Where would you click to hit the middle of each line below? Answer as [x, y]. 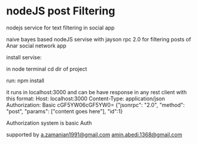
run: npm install [25, 80]
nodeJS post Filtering [61, 11]
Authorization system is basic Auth [49, 123]
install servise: [24, 57]
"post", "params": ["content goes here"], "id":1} [64, 111]
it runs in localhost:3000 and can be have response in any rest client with [96, 92]
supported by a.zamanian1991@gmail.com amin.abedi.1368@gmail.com [94, 134]
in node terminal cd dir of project [47, 69]
